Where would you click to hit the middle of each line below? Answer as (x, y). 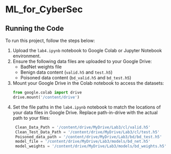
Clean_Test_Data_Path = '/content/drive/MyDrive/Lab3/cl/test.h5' (87, 132)
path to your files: (31, 118)
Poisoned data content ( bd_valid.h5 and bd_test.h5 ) (76, 78)
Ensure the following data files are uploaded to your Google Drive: (82, 61)
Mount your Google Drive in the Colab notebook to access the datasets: (88, 83)
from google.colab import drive (47, 93)
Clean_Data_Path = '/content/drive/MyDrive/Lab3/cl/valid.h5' (83, 127)
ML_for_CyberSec (44, 9)
